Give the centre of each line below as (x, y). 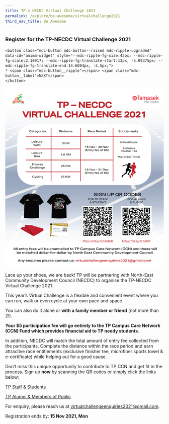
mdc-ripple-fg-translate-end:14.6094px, (48, 65)
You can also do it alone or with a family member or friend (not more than (82, 311)
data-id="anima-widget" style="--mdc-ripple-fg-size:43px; (68, 55)
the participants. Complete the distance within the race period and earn (79, 346)
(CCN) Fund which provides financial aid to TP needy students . (72, 331)
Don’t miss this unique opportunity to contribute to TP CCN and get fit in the (84, 367)
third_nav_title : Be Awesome (36, 21)
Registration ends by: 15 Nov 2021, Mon (47, 416)
